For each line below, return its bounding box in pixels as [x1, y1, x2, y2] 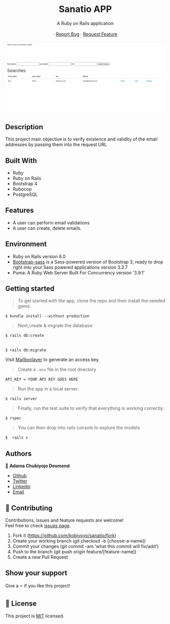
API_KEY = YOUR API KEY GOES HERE [5, 377, 79, 382]
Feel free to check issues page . [5, 522, 71, 528]
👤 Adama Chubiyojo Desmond [5, 463, 70, 469]
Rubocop [12, 186, 32, 192]
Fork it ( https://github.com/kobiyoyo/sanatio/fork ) [12, 532, 117, 538]
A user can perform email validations [12, 219, 90, 225]
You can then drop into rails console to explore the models [17, 424, 140, 431]
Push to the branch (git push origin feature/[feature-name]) [12, 548, 137, 555]
